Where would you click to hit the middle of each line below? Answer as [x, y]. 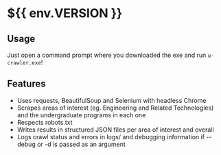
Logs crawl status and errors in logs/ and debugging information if [110, 136]
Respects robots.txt [45, 122]
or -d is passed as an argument [81, 144]
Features [26, 84]
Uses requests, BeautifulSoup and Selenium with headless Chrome [112, 100]
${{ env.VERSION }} [65, 13]
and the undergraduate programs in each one [81, 115]
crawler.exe [24, 63]
